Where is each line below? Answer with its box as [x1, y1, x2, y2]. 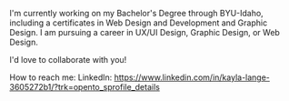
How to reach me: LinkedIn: [9, 72, 113, 83]
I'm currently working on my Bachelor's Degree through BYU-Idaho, [9, 8, 264, 18]
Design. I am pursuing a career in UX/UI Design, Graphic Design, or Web [9, 27, 280, 37]
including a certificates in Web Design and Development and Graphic [9, 17, 268, 28]
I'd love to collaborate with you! [9, 55, 127, 65]
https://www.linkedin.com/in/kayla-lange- [114, 72, 271, 83]
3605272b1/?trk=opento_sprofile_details [9, 82, 161, 92]
